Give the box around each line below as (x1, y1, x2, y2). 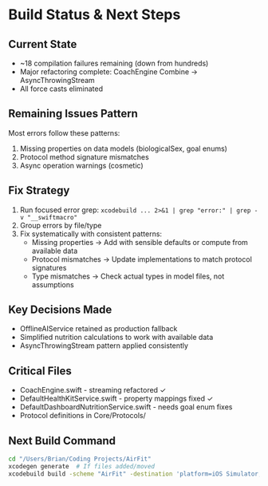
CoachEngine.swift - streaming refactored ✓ (19, 385, 167, 395)
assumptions (31, 279, 74, 289)
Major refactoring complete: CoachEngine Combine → (19, 67, 198, 77)
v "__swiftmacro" (19, 213, 78, 221)
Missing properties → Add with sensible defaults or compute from (31, 237, 249, 247)
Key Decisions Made (8, 303, 112, 317)
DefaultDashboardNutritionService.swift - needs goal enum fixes (19, 402, 233, 412)
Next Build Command (8, 433, 116, 448)
